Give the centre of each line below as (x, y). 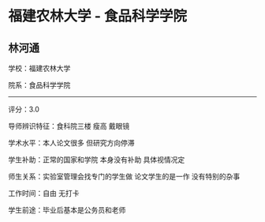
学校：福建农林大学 (39, 68)
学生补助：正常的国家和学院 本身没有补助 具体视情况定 (97, 160)
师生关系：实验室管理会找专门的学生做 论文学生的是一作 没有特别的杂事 (124, 176)
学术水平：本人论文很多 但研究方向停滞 (71, 143)
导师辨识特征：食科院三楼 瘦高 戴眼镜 (69, 126)
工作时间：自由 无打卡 (44, 193)
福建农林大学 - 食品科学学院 (98, 16)
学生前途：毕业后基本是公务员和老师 (67, 210)
